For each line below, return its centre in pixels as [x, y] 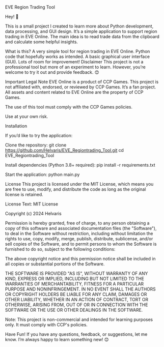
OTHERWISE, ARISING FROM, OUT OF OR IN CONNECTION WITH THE [77, 305]
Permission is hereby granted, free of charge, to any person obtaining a [77, 223]
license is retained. [24, 194]
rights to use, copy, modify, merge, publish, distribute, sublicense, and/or [79, 239]
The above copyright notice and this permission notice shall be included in [80, 259]
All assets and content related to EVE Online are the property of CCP [74, 92]
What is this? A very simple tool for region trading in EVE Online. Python [78, 51]
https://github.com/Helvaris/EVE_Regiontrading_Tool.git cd [65, 150]
